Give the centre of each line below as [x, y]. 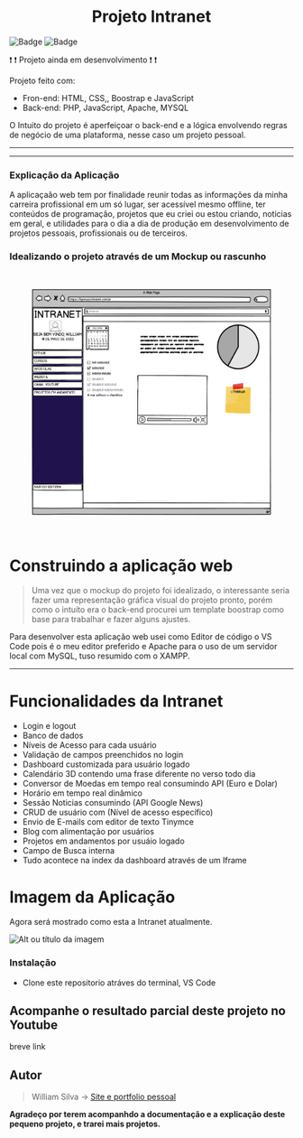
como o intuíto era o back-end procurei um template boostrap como [157, 610]
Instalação [33, 963]
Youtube [34, 1026]
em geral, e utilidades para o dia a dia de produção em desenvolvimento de [150, 224]
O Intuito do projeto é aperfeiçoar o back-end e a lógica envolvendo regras [148, 125]
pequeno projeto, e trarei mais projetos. [85, 1124]
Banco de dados [53, 736]
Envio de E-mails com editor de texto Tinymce [108, 822]
